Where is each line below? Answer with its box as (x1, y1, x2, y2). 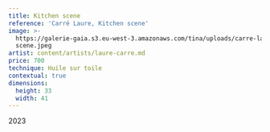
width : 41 (15, 94, 48, 102)
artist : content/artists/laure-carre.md (8, 49, 146, 57)
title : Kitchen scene (8, 11, 81, 20)
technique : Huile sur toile (8, 64, 103, 72)
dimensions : (8, 79, 48, 87)
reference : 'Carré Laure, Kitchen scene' (8, 19, 149, 27)
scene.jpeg (15, 42, 52, 50)
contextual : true (8, 72, 67, 80)
